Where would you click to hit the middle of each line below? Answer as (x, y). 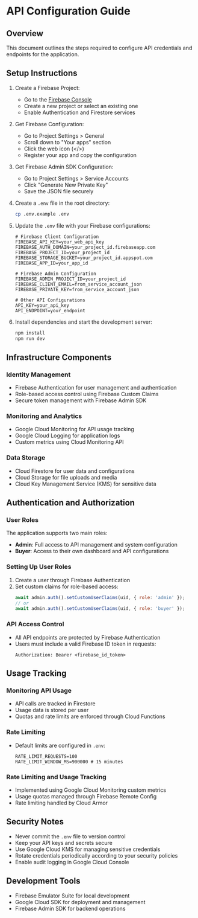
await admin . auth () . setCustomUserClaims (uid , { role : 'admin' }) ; (100, 597)
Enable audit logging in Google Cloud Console (72, 862)
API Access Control (35, 624)
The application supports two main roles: (57, 533)
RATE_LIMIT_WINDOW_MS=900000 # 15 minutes (69, 762)
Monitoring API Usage (39, 690)
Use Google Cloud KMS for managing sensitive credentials (88, 849)
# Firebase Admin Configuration (55, 274)
